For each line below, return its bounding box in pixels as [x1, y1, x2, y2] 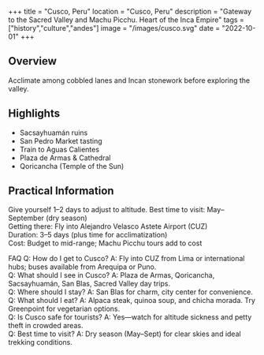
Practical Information [8, 185, 114, 198]
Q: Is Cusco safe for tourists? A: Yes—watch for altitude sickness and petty [8, 312, 252, 322]
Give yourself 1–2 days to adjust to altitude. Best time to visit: [8, 205, 206, 215]
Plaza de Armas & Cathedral [19, 153, 111, 163]
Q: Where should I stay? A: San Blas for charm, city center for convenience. [8, 287, 254, 297]
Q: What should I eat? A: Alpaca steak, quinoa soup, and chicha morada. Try [8, 296, 256, 305]
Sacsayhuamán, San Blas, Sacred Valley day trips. [8, 279, 171, 289]
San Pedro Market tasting [19, 136, 102, 145]
